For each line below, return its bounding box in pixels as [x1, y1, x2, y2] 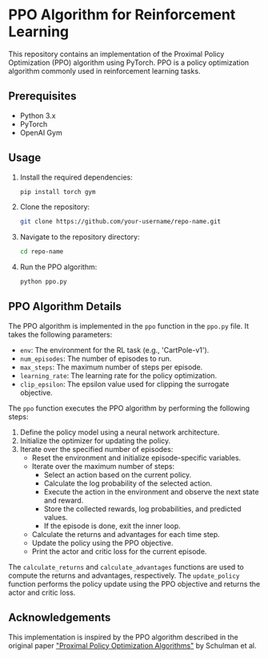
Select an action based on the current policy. [43, 470, 192, 479]
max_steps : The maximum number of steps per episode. [19, 362, 203, 372]
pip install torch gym [19, 188, 96, 196]
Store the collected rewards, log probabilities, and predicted [43, 503, 242, 514]
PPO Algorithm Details [8, 300, 122, 313]
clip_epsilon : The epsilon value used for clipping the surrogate [19, 379, 230, 389]
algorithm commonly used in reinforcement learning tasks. [8, 66, 201, 75]
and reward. [43, 495, 84, 505]
